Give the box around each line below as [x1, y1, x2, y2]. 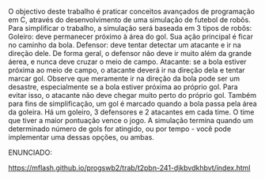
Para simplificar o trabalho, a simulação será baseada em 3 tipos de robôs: [8, 24, 252, 32]
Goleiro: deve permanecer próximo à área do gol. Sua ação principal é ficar [8, 32, 253, 41]
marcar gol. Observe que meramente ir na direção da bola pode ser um [8, 74, 240, 83]
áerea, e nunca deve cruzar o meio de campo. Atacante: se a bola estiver [8, 57, 247, 66]
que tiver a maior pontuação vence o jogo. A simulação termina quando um [8, 116, 254, 125]
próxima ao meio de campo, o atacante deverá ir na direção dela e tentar [8, 66, 245, 74]
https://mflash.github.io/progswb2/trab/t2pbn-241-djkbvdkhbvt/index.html [8, 163, 251, 172]
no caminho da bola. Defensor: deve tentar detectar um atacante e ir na [8, 40, 241, 50]
